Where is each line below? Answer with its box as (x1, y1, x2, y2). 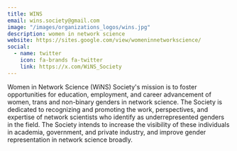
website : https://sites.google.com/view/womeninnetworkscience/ (7, 37, 202, 44)
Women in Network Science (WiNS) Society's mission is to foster (7, 82, 197, 91)
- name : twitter (13, 50, 62, 57)
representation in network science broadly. (7, 135, 133, 144)
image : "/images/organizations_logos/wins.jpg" (7, 23, 151, 30)
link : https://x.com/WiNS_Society (20, 63, 122, 70)
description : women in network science (7, 30, 126, 38)
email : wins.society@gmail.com (7, 17, 100, 24)
